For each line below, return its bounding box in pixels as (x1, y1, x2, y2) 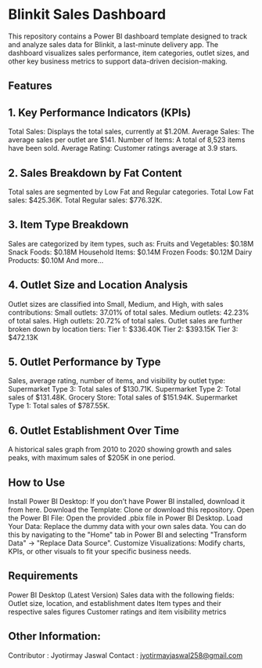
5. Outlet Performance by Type (8, 355, 162, 368)
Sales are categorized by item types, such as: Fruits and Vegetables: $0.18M (8, 239, 254, 248)
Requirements (8, 569, 78, 582)
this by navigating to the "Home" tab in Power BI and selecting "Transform (8, 530, 247, 539)
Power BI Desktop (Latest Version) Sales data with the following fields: (8, 590, 235, 600)
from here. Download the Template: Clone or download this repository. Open (8, 505, 254, 515)
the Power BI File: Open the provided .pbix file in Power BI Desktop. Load (8, 513, 243, 523)
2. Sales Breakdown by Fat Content (8, 166, 182, 180)
